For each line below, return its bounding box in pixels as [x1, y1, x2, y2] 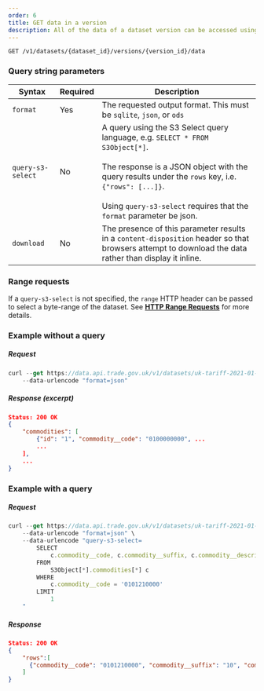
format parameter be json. [101, 210, 198, 221]
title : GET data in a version [8, 19, 108, 27]
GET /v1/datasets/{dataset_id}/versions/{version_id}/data [8, 48, 206, 56]
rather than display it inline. [101, 252, 202, 263]
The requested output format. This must [101, 99, 249, 110]
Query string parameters [8, 66, 104, 77]
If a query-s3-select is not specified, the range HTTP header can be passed [8, 294, 254, 303]
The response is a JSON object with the [101, 161, 248, 172]
